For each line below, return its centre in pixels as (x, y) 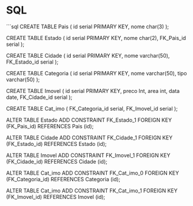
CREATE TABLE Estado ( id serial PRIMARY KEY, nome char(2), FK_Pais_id (96, 38)
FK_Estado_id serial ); (32, 62)
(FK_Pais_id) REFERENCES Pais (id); (50, 126)
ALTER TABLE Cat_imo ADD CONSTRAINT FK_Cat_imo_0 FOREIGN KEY (93, 173)
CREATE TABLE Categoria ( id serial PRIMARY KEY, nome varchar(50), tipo (97, 73)
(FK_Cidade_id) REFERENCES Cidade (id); (57, 161)
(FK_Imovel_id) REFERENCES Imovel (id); (56, 197)
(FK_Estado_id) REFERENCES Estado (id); (57, 144)
